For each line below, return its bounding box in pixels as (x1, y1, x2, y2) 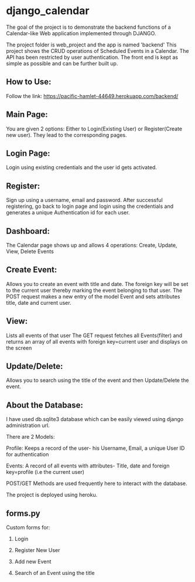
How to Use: (6, 77, 52, 87)
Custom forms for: (6, 524, 50, 531)
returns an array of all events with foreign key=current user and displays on (6, 338, 188, 345)
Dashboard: (6, 226, 50, 236)
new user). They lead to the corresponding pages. (6, 131, 127, 139)
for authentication (6, 451, 49, 458)
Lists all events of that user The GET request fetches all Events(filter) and (6, 332, 183, 339)
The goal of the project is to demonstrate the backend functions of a (6, 23, 171, 31)
